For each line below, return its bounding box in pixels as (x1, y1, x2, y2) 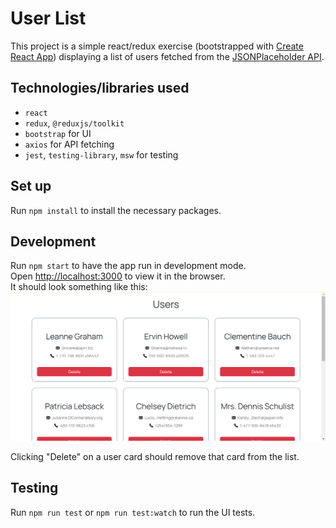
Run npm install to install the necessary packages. (10, 204, 222, 216)
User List (10, 7, 87, 30)
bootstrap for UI (24, 127, 92, 139)
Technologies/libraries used (10, 80, 190, 97)
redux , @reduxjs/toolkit (24, 117, 125, 129)
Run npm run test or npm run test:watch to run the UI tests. (10, 506, 256, 518)
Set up (10, 178, 52, 195)
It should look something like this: (10, 281, 148, 293)
